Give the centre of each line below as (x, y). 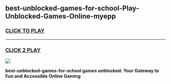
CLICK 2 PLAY (23, 50)
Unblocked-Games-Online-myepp (61, 17)
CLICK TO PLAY (25, 31)
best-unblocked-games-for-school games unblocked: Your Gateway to (82, 70)
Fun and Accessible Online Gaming (43, 76)
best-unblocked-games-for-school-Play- (72, 8)
